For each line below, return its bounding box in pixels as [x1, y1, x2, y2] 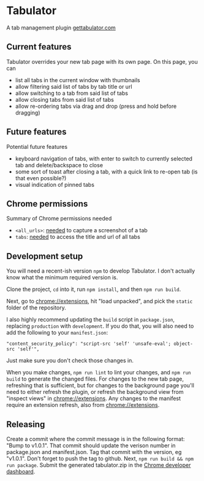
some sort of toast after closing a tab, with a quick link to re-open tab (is [15, 168, 198, 175]
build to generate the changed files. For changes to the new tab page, [6, 375, 184, 383]
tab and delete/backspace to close [15, 161, 103, 169]
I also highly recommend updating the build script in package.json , [6, 316, 175, 324]
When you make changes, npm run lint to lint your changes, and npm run [6, 369, 191, 376]
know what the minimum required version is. [6, 274, 118, 281]
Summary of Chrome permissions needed [6, 215, 112, 222]
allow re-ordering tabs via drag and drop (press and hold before [15, 102, 177, 110]
